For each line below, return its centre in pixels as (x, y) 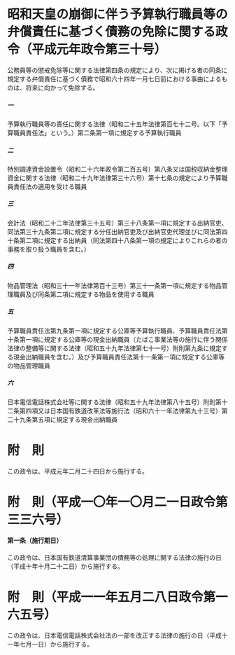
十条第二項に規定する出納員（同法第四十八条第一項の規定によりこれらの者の (117, 240)
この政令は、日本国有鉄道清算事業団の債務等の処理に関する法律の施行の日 (114, 558)
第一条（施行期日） (35, 541)
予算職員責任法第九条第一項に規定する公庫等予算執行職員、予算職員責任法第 (117, 331)
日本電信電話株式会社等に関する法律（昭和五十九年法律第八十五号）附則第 (114, 402)
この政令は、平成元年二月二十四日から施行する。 (78, 471)
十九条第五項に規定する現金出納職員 (65, 419)
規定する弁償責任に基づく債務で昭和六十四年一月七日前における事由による (114, 78)
